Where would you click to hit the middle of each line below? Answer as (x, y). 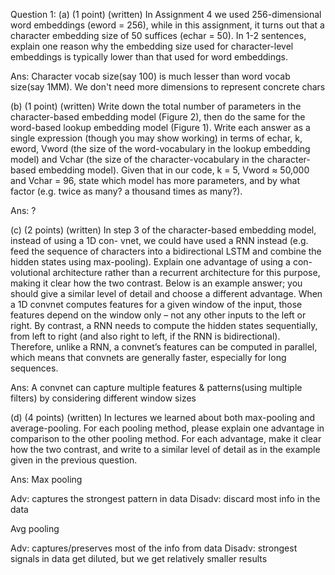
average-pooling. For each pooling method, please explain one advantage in (167, 428)
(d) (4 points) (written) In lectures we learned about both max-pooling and (163, 417)
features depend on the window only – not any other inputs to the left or (158, 315)
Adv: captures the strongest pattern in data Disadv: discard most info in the (165, 498)
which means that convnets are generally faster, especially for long (148, 357)
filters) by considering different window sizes (103, 398)
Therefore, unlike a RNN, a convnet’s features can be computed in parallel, (164, 347)
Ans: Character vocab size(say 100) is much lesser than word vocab (150, 76)
